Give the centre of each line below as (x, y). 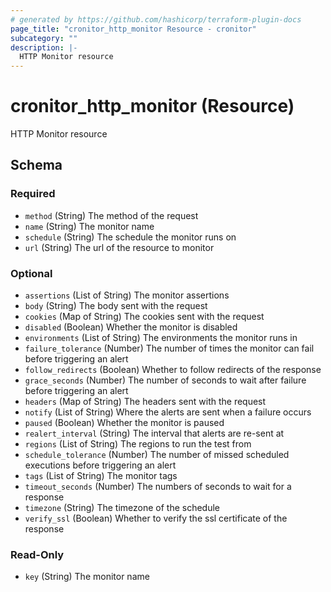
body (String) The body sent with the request (116, 306)
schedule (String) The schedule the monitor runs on (130, 237)
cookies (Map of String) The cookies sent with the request (144, 317)
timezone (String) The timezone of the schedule (122, 508)
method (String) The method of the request (111, 215)
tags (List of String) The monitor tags (101, 476)
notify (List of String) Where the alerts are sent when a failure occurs (168, 412)
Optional (31, 273)
